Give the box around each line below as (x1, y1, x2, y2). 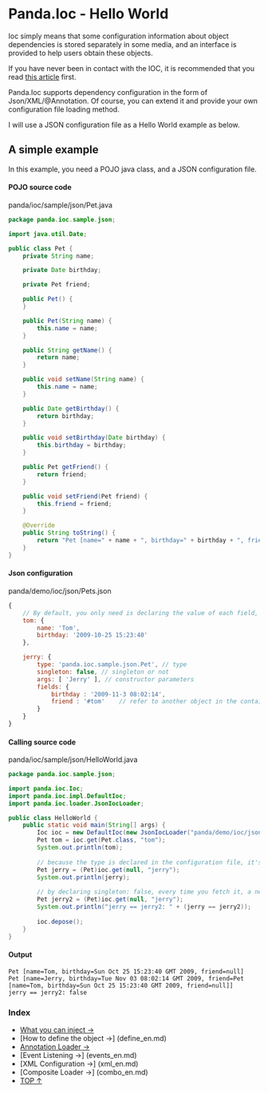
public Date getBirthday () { (22, 404, 120, 412)
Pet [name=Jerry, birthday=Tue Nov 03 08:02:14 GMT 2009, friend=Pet (8, 974, 245, 982)
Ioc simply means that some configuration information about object (8, 31, 229, 41)
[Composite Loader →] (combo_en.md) (19, 1067, 149, 1077)
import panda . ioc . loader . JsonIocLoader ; (8, 799, 145, 807)
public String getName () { (22, 346, 112, 354)
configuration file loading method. (8, 105, 120, 114)
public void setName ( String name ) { (22, 376, 145, 384)
